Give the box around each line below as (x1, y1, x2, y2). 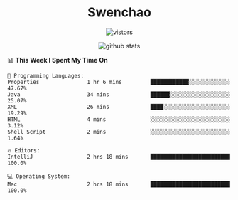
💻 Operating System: (7, 172, 71, 180)
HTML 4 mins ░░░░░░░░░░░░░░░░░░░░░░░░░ (7, 115, 231, 123)
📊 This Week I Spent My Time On (7, 56, 108, 64)
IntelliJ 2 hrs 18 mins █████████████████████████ (7, 153, 231, 160)
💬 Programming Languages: (7, 72, 84, 79)
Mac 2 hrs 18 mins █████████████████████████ (7, 181, 231, 188)
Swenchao (87, 4, 151, 21)
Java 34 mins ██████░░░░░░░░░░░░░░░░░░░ (7, 90, 231, 98)
